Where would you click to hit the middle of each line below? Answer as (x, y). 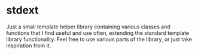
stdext (22, 10)
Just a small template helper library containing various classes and (88, 27)
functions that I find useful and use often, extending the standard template (98, 33)
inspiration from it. (29, 46)
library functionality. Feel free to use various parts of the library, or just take (99, 39)
